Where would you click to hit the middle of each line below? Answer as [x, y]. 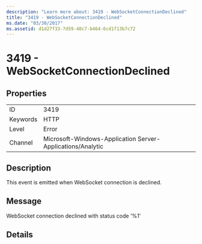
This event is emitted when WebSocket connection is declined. [84, 183]
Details [20, 235]
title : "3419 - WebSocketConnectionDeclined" [64, 17]
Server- [149, 139]
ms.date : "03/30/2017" [35, 23]
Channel [21, 143]
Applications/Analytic [73, 146]
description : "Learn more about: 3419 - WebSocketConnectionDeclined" [96, 12]
